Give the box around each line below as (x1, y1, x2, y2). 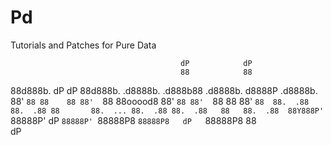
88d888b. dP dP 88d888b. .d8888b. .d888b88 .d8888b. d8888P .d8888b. (10, 84, 318, 96)
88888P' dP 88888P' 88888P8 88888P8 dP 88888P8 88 (10, 114, 257, 126)
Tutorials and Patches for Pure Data (10, 39, 157, 51)
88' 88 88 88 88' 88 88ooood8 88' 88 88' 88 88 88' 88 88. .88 (10, 95, 310, 107)
